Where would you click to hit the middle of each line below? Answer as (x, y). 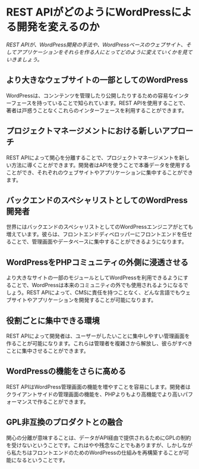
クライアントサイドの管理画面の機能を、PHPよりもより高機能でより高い (94, 394)
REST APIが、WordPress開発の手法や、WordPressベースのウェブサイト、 (96, 45)
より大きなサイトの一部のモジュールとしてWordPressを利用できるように (95, 278)
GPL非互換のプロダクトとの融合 (65, 422)
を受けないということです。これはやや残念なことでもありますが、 (86, 445)
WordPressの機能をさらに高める (66, 371)
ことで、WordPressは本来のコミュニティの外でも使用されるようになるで (100, 285)
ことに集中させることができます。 (48, 351)
